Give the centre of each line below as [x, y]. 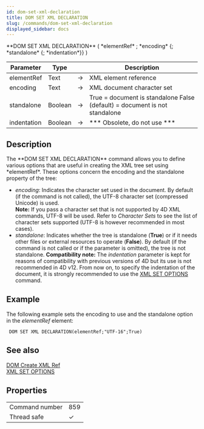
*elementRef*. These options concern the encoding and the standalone [95, 172]
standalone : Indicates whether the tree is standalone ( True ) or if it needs [106, 235]
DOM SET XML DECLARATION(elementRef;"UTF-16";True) [76, 332]
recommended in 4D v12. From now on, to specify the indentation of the [105, 267]
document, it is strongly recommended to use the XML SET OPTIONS [101, 274]
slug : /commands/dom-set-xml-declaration [59, 23]
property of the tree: [32, 178]
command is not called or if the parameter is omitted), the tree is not [100, 248]
